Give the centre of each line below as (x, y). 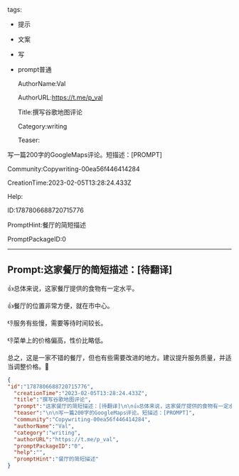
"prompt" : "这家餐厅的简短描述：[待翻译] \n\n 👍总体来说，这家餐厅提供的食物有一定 (121, 406)
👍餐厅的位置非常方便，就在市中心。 (60, 305)
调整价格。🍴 (31, 366)
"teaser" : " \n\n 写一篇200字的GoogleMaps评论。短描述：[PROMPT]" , (105, 413)
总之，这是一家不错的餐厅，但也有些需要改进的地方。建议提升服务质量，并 (116, 357)
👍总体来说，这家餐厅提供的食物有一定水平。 (73, 288)
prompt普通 (34, 69)
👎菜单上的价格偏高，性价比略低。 (57, 340)
